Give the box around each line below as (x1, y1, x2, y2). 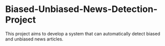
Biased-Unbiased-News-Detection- (5, 3, 157, 15)
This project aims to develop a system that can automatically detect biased (5, 30, 160, 36)
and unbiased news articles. (5, 36, 64, 42)
